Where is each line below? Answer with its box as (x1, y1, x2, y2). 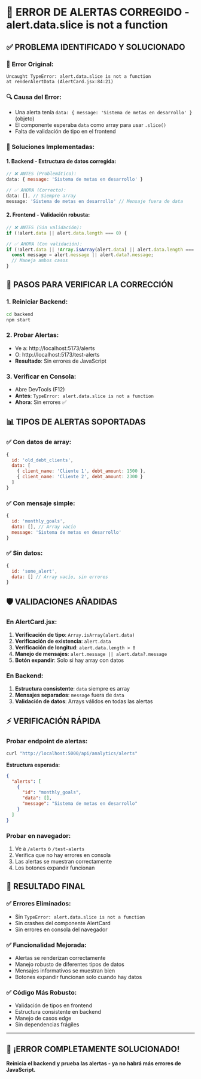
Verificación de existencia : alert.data (14, 637, 112, 645)
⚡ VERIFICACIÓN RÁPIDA (6, 716, 101, 726)
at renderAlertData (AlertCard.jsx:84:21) (6, 78, 114, 84)
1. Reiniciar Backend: (6, 297, 68, 306)
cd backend (6, 311, 33, 317)
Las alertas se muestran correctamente (14, 858, 112, 865)
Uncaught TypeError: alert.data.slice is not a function (6, 73, 151, 80)
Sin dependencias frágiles (14, 1021, 80, 1028)
